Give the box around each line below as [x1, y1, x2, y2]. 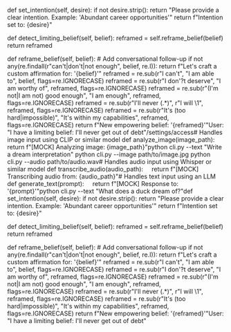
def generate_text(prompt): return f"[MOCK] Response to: [7, 180, 178, 187]
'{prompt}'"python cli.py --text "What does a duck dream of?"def [7, 187, 194, 195]
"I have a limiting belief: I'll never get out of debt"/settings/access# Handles [7, 128, 223, 136]
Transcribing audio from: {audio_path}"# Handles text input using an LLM [7, 172, 216, 181]
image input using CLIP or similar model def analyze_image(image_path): [7, 136, 215, 144]
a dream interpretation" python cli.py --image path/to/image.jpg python [7, 150, 211, 158]
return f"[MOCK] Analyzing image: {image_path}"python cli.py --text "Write [7, 143, 223, 151]
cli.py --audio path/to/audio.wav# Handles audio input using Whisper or [7, 158, 212, 165]
